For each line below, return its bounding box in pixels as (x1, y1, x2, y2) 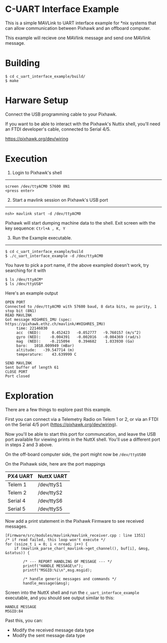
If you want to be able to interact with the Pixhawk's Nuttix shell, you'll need (5, 121, 161, 127)
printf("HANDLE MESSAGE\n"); (23, 563, 83, 568)
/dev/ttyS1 (38, 481, 63, 488)
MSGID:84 (5, 609, 23, 614)
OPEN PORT (5, 300, 26, 305)
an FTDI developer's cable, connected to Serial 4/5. (5, 126, 111, 132)
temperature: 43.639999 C (16, 352, 77, 357)
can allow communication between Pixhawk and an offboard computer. (5, 25, 151, 31)
